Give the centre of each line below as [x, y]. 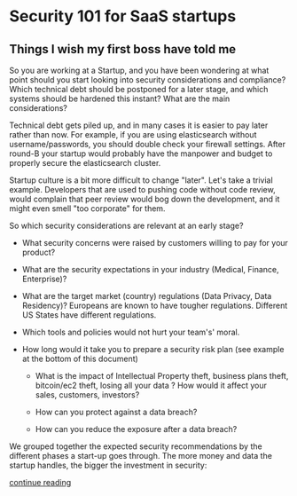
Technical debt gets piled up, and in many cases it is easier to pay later [139, 125]
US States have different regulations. [89, 315]
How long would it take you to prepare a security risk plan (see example [153, 349]
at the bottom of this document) [80, 358]
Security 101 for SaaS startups [123, 16]
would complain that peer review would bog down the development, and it [145, 199]
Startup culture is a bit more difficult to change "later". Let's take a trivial [141, 180]
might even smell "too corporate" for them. [87, 209]
